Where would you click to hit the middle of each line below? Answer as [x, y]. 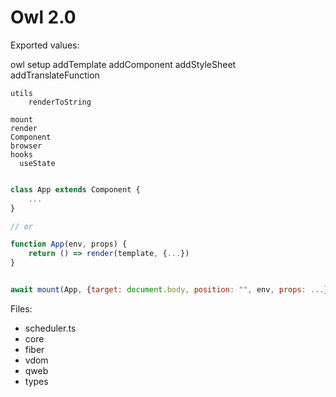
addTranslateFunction [55, 75]
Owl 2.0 [43, 17]
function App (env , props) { [69, 244]
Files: [21, 308]
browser [26, 146]
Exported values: [45, 45]
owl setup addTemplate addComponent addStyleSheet [123, 64]
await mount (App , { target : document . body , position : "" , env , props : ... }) [171, 290]
